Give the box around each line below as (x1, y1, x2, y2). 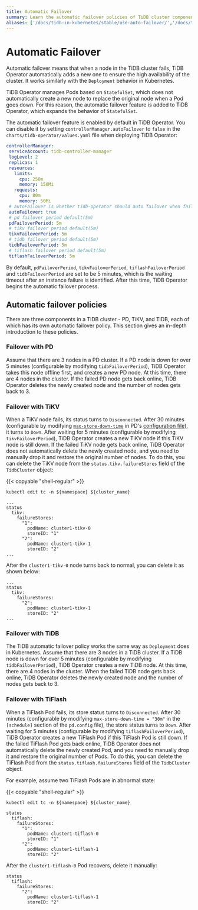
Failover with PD (6, 343, 54, 351)
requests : (14, 187, 38, 193)
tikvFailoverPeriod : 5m (8, 231, 67, 237)
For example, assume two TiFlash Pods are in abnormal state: (6, 776, 156, 784)
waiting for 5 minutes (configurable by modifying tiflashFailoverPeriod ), (6, 727, 184, 734)
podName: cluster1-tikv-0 (27, 525, 91, 531)
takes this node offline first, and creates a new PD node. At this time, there (6, 369, 187, 376)
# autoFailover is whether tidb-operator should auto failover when (8, 204, 181, 209)
